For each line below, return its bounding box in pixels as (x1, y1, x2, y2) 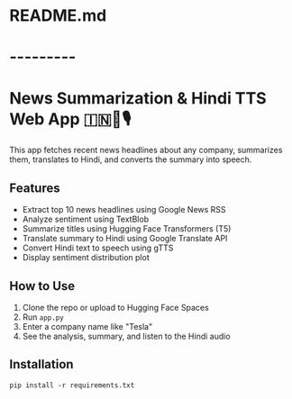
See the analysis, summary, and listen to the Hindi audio (22, 331, 232, 341)
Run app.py (22, 312, 65, 322)
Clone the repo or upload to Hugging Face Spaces (22, 302, 209, 313)
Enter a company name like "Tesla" (22, 321, 153, 331)
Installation (9, 357, 74, 372)
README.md (9, 5, 107, 26)
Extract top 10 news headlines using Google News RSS (22, 204, 227, 215)
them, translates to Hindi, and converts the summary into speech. (9, 154, 252, 165)
